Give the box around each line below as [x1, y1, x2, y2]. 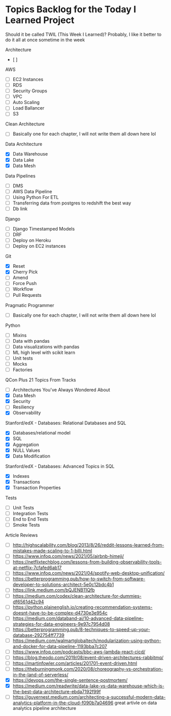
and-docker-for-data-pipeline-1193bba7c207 [12, 643, 107, 649]
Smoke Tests [12, 522, 40, 528]
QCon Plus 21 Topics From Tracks [5, 377, 77, 383]
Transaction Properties [12, 484, 61, 491]
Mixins [12, 332, 27, 338]
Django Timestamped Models [12, 225, 75, 232]
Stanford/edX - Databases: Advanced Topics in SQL [5, 463, 115, 469]
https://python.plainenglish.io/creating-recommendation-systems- [12, 604, 153, 610]
